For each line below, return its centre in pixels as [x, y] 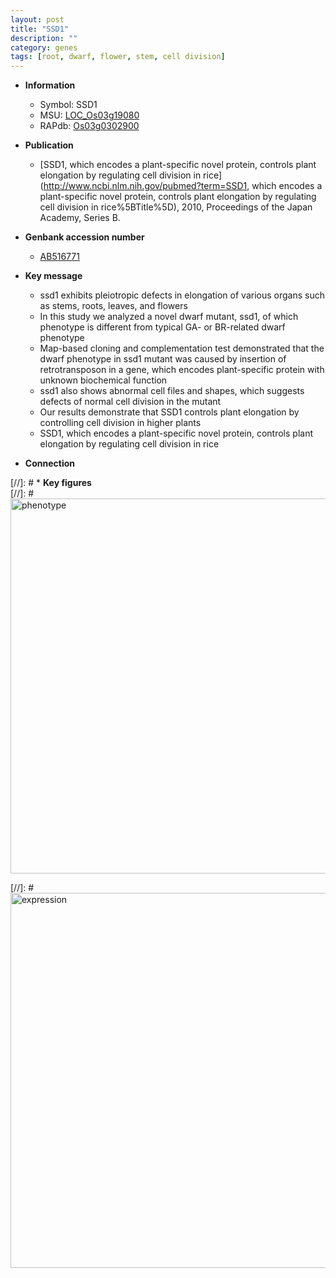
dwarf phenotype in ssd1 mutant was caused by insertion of [163, 359]
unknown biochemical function [103, 380]
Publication [49, 145]
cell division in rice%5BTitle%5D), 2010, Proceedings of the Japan [176, 207]
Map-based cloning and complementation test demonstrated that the [182, 348]
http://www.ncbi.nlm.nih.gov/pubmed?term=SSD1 [145, 186]
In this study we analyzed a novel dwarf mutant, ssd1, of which [169, 317]
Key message [53, 276]
